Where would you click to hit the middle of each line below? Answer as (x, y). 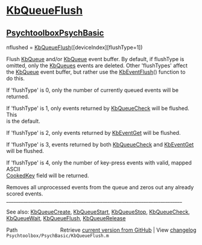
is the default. (23, 121)
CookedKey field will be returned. (48, 175)
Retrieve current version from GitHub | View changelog (128, 230)
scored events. (25, 194)
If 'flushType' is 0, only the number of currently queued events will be (93, 90)
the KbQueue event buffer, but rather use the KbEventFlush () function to (96, 72)
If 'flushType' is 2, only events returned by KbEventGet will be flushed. (93, 133)
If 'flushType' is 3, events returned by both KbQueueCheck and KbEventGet (100, 145)
